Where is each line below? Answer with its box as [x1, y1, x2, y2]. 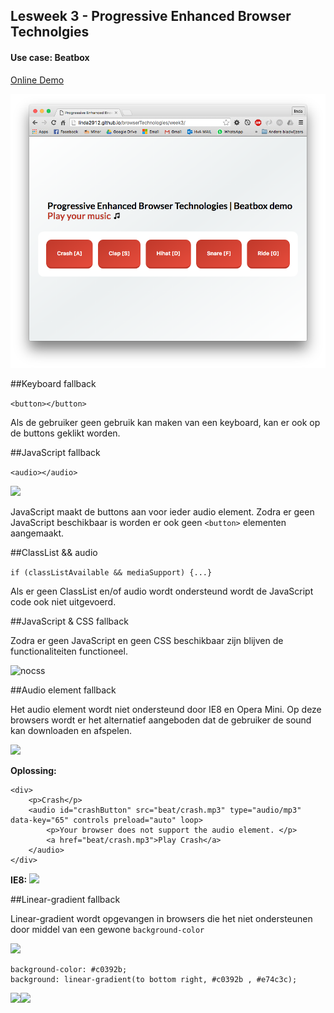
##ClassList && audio [10, 546, 98, 558]
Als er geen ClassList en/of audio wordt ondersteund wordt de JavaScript [10, 585, 314, 597]
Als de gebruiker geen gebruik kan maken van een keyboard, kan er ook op [10, 416, 321, 428]
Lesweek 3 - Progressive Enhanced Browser [10, 8, 292, 25]
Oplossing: [10, 764, 57, 776]
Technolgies [10, 24, 90, 41]
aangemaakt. [10, 527, 65, 539]
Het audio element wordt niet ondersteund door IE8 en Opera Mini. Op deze [10, 703, 322, 715]
